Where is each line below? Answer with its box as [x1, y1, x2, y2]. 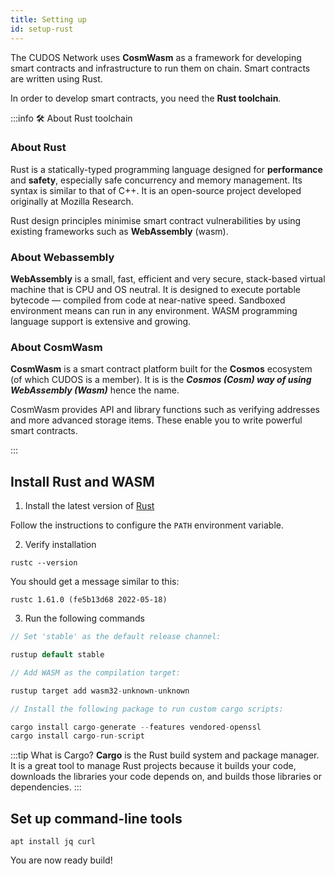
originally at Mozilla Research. [10, 195, 134, 207]
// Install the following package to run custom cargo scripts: [10, 704, 284, 714]
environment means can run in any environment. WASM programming [10, 305, 298, 317]
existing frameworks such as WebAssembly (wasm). [10, 225, 229, 237]
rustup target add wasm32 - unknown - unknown [10, 686, 190, 696]
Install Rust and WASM [10, 473, 155, 490]
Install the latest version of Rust [24, 500, 155, 512]
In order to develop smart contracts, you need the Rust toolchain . [10, 92, 282, 104]
